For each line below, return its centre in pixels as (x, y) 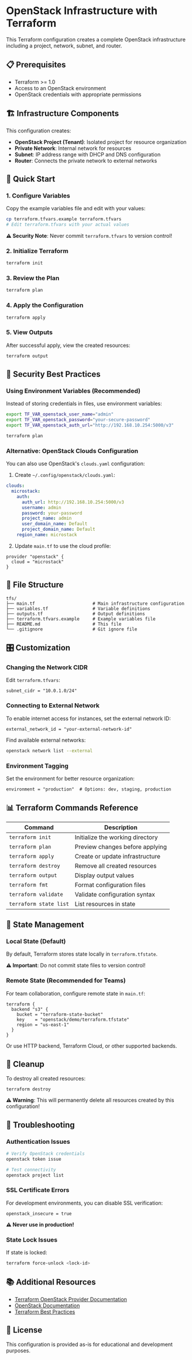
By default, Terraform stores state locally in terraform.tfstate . (82, 954)
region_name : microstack (47, 535)
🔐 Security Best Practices (53, 374)
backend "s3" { (30, 1009)
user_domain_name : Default (54, 524)
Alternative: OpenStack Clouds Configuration (72, 451)
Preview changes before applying (121, 847)
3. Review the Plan (33, 278)
